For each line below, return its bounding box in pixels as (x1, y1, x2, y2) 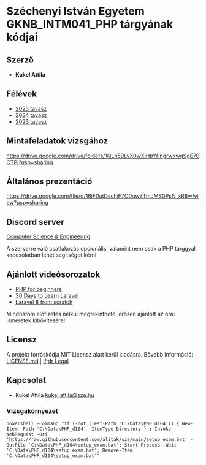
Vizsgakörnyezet (6, 406, 58, 415)
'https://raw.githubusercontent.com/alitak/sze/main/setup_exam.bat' (6, 436, 188, 442)
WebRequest (6, 431, 34, 437)
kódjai (6, 31, 38, 44)
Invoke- (154, 426, 174, 432)
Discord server (6, 216, 64, 227)
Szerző (6, 55, 34, 65)
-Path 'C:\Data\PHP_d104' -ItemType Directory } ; (20, 426, 152, 432)
